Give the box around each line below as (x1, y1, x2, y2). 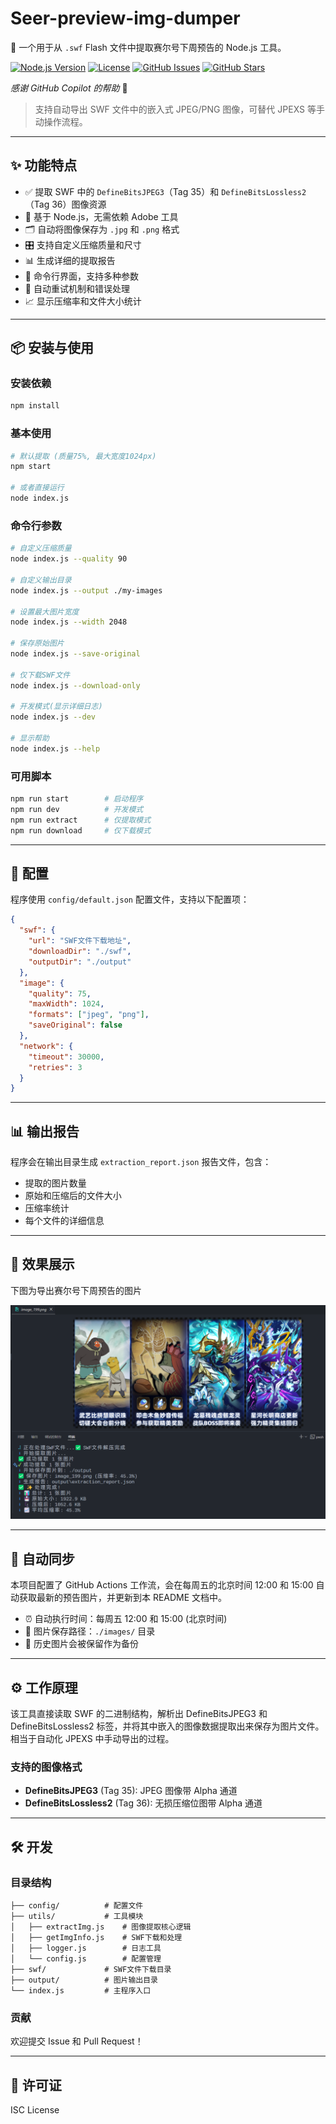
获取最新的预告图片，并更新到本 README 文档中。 (18, 1592, 228, 1604)
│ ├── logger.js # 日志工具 (10, 1943, 162, 1954)
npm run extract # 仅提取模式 (10, 815, 152, 825)
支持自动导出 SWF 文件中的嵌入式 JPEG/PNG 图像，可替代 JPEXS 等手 (34, 103, 325, 115)
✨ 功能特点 (10, 157, 78, 174)
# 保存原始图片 (10, 638, 65, 649)
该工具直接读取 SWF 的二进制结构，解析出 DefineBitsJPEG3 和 (10, 1708, 268, 1720)
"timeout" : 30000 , (28, 1052, 105, 1062)
